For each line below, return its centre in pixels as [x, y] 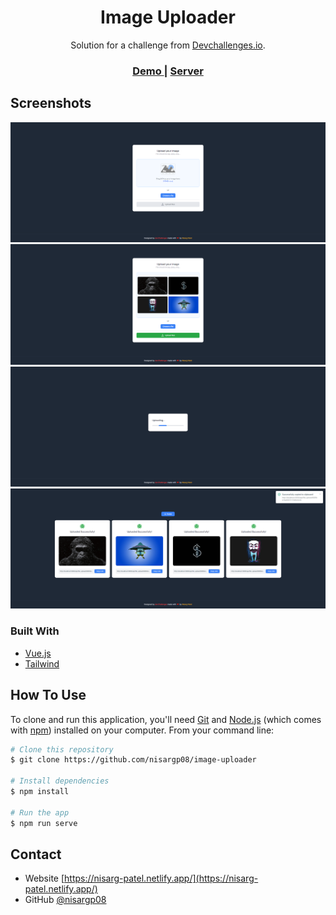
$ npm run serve [44, 823]
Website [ [44, 878]
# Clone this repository [62, 749]
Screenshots [51, 103]
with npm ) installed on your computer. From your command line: [142, 730]
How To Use [48, 695]
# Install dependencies [60, 781]
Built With [35, 631]
